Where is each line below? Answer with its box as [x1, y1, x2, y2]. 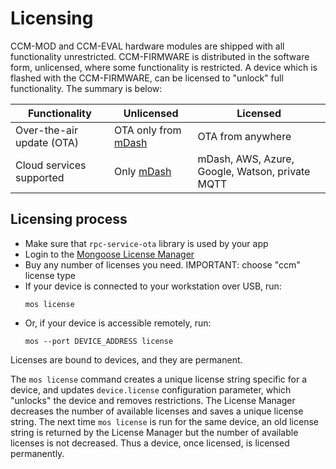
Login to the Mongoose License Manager [24, 248, 195, 260]
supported [15, 170, 65, 184]
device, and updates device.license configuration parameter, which [10, 383, 292, 396]
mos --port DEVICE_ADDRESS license [24, 336, 174, 346]
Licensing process [10, 211, 128, 228]
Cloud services [15, 158, 87, 172]
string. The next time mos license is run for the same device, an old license [10, 415, 319, 427]
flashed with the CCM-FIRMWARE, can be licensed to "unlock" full [10, 72, 284, 84]
